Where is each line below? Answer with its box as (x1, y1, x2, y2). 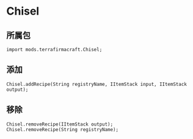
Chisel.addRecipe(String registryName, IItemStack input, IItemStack (6, 81, 188, 87)
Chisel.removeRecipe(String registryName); (6, 126, 119, 132)
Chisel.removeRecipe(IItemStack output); (6, 121, 114, 127)
